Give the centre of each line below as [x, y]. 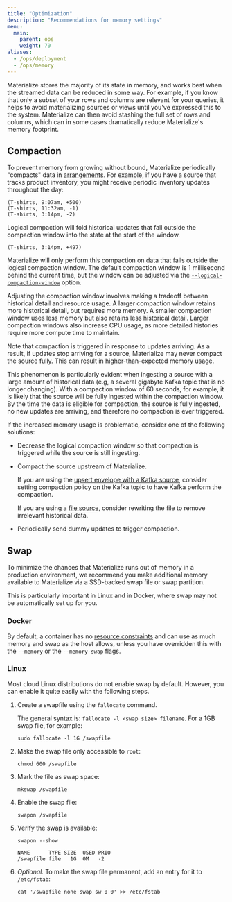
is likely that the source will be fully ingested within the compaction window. [115, 397]
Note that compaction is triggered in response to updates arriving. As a [108, 346]
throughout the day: [35, 190]
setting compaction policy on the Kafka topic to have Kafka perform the [119, 487]
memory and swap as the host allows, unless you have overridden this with [114, 643]
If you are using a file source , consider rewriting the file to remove [111, 508]
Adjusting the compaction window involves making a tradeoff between [108, 296]
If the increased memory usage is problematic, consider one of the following [116, 425]
